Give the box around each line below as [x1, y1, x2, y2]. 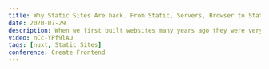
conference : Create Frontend [8, 48, 106, 56]
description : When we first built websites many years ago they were [8, 26, 246, 34]
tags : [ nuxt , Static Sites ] [8, 41, 102, 49]
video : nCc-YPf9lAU [8, 33, 74, 42]
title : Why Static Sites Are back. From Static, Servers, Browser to [8, 11, 246, 20]
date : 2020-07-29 [8, 19, 66, 27]
